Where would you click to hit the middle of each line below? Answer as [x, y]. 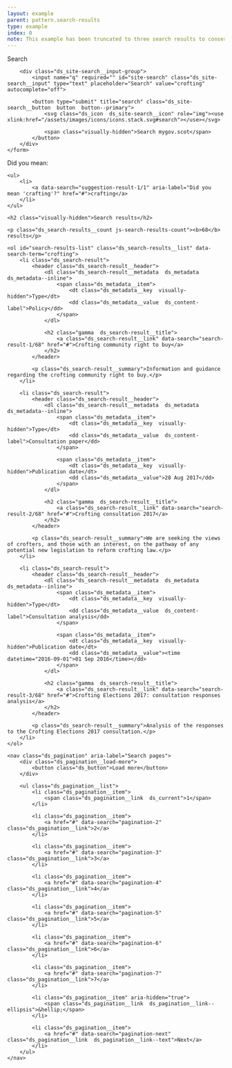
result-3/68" [26, 696]
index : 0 [20, 33]
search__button [29, 108]
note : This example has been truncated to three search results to [106, 39]
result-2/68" [26, 514]
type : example [28, 26]
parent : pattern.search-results [54, 20]
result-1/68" [26, 345]
